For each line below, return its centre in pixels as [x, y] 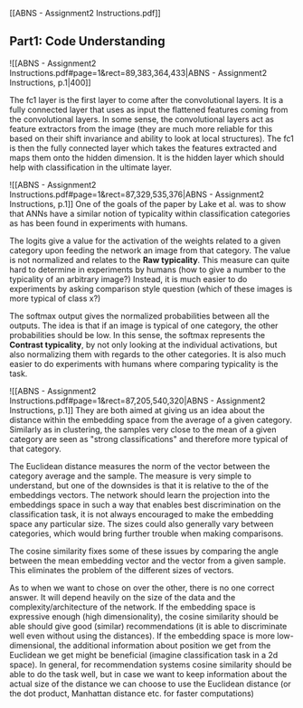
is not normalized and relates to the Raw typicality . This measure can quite [150, 260]
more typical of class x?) [55, 298]
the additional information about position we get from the [165, 645]
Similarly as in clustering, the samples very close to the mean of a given [143, 430]
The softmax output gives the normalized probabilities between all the [139, 316]
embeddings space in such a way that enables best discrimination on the [145, 505]
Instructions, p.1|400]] [51, 82]
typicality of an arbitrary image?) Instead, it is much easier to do [128, 278]
